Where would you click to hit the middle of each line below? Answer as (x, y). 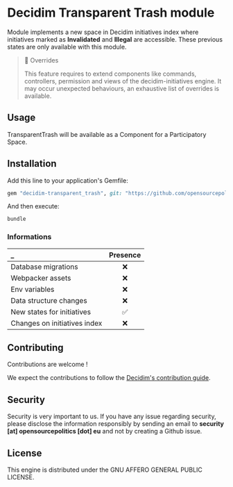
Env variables (33, 289)
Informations (29, 237)
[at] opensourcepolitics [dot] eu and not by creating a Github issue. (105, 431)
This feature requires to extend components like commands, (110, 74)
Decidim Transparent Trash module (111, 13)
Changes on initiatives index (57, 323)
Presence (125, 255)
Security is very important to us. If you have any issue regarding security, (112, 416)
